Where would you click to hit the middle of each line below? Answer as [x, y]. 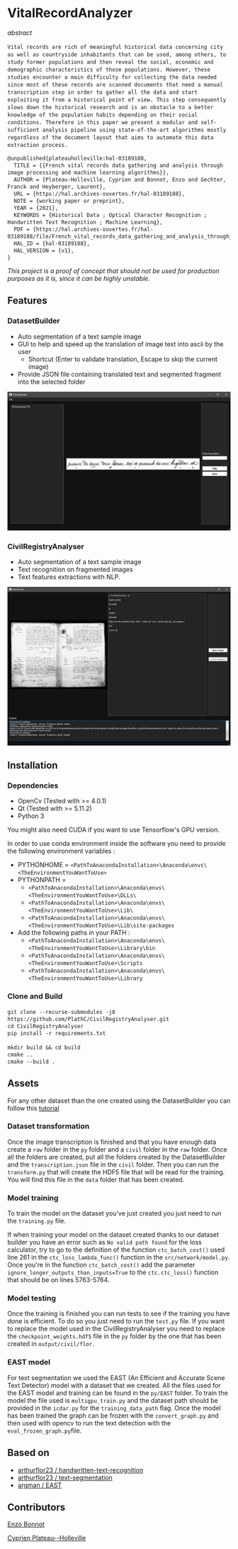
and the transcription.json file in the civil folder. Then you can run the [113, 1164]
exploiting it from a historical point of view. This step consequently [117, 100]
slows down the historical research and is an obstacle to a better [110, 107]
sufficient [23, 130]
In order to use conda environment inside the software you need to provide [117, 844]
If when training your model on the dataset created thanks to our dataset [113, 1235]
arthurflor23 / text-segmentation [65, 1477]
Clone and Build [35, 996]
